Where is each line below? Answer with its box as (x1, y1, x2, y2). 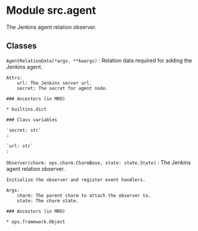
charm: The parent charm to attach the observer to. (17, 193, 151, 199)
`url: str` (6, 143, 33, 149)
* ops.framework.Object (6, 218, 66, 225)
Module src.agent (6, 4, 96, 17)
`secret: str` (6, 127, 42, 133)
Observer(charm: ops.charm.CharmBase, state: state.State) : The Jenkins (6, 158, 191, 166)
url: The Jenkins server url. (17, 80, 93, 86)
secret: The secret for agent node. (17, 85, 109, 91)
